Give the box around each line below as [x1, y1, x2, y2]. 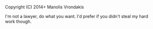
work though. [5, 19, 32, 24]
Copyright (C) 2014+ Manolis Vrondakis [5, 4, 84, 10]
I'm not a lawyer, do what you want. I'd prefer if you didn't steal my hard [5, 14, 149, 19]
